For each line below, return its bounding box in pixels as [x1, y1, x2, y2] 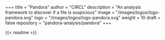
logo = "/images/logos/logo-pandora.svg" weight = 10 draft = [34, 15, 161, 20]
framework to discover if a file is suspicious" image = [5, 9, 115, 15]
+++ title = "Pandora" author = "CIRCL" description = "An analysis [5, 4, 141, 10]
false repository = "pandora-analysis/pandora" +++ [5, 20, 111, 26]
